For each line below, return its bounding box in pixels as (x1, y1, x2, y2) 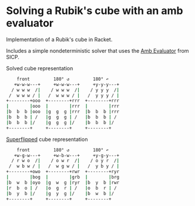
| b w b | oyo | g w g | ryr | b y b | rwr (6, 180, 120, 186)
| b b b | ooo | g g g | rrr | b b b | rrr (6, 109, 120, 115)
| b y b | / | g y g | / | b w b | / (6, 190, 115, 197)
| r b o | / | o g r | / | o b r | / (6, 185, 117, 191)
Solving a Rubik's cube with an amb (6, 4, 183, 18)
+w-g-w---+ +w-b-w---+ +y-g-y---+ (14, 152, 119, 159)
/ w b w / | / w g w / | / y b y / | (8, 163, 119, 169)
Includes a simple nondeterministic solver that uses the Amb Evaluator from (6, 47, 189, 54)
